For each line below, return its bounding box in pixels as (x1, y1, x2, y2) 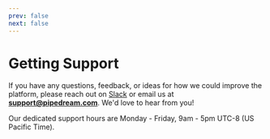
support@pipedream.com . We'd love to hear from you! (8, 98, 195, 107)
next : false (8, 19, 49, 27)
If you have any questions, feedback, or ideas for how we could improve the (8, 81, 262, 91)
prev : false (8, 11, 49, 20)
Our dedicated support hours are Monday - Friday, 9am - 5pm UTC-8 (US (8, 114, 255, 124)
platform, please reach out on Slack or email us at (8, 90, 174, 99)
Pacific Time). (8, 122, 55, 132)
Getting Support (8, 54, 119, 73)
